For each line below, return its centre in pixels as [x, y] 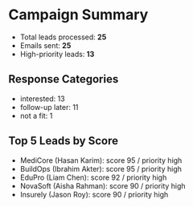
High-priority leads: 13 [57, 54]
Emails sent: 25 [45, 45]
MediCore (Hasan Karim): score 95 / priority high [101, 160]
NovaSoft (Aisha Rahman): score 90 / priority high [103, 185]
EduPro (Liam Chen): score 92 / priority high [93, 177]
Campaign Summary [78, 15]
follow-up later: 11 [49, 107]
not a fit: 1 [36, 116]
